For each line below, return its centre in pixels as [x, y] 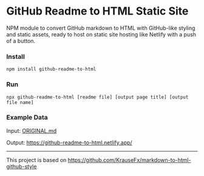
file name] [20, 102]
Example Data [27, 118]
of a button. [21, 41]
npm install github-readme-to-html [51, 69]
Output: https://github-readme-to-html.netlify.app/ [69, 142]
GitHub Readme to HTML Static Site [97, 11]
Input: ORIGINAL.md [32, 130]
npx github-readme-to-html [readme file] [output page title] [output [97, 97]
